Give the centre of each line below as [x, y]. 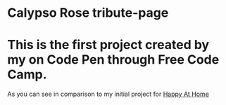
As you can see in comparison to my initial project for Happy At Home [108, 94]
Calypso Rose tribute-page [88, 13]
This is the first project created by [108, 45]
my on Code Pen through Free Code [113, 60]
